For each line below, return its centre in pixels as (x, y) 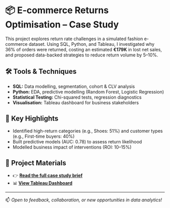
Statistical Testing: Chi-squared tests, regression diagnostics (77, 97)
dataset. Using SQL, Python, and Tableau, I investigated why (92, 44)
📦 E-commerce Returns (57, 10)
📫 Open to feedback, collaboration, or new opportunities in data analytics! (84, 200)
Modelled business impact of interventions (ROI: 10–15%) (72, 147)
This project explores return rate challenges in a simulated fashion (74, 39)
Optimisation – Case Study (62, 25)
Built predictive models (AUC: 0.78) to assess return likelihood (77, 141)
